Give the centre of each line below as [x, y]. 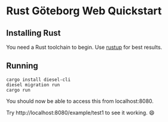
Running [22, 66]
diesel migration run [33, 85]
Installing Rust [33, 33]
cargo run [19, 90]
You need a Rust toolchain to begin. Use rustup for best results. [84, 47]
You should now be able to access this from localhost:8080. [80, 101]
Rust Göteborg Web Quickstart [84, 11]
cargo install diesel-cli [38, 79]
